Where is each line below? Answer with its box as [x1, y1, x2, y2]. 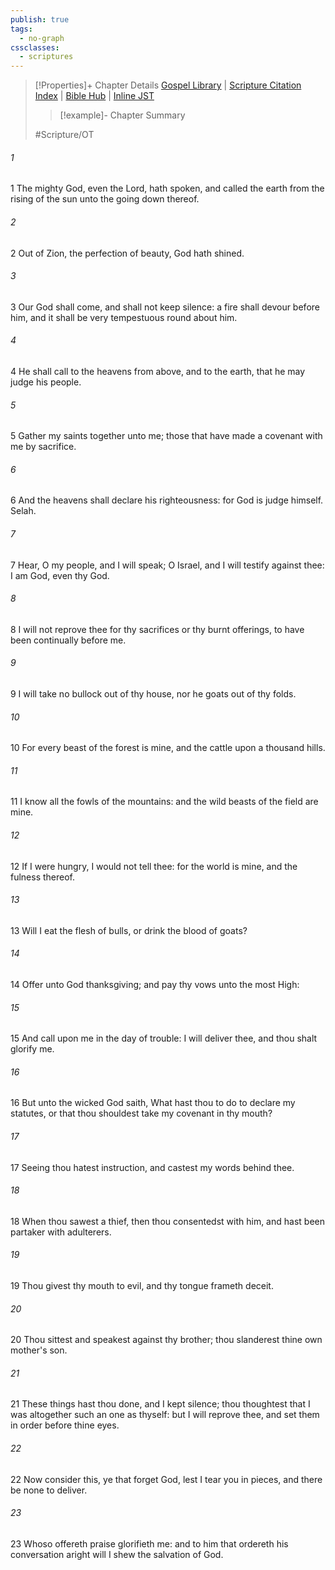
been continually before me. [10, 634, 127, 646]
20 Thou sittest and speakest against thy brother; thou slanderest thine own [10, 1334, 323, 1346]
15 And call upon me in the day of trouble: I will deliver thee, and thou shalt [10, 1032, 318, 1045]
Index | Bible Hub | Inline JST [34, 90, 155, 102]
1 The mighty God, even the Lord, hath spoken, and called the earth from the [10, 182, 325, 195]
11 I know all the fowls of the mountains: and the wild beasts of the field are [10, 796, 319, 808]
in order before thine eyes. [10, 1419, 120, 1431]
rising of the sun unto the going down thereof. [10, 193, 200, 205]
